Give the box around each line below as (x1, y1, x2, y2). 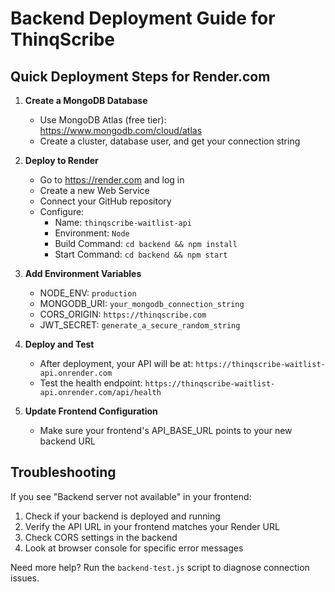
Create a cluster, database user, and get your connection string (39, 135, 301, 147)
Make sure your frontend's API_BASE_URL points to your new (39, 425, 293, 436)
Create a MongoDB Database (24, 95, 148, 106)
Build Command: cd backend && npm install (54, 238, 238, 249)
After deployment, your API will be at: (39, 358, 194, 369)
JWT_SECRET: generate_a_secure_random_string (39, 319, 241, 331)
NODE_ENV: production (39, 287, 137, 299)
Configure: (39, 206, 85, 217)
